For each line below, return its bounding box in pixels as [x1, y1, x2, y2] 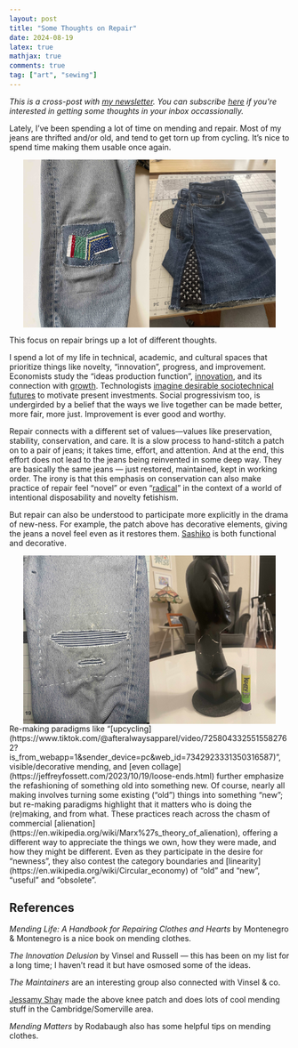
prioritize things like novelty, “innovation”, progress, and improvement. [9, 361, 267, 373]
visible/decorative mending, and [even [9, 761, 150, 771]
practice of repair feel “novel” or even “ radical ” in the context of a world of [9, 483, 282, 494]
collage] [151, 761, 181, 771]
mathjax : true [9, 52, 62, 61]
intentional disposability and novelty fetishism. [9, 492, 180, 503]
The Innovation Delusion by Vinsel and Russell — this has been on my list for [9, 950, 290, 961]
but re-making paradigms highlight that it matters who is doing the [9, 799, 252, 810]
